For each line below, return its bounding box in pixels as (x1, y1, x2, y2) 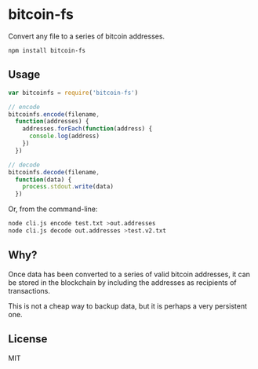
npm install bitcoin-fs (8, 46, 86, 54)
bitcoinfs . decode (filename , (8, 168, 100, 176)
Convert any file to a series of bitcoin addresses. (8, 31, 165, 41)
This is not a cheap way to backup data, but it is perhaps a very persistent (8, 301, 248, 311)
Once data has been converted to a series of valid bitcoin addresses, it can (8, 269, 251, 279)
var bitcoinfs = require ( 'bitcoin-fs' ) (8, 89, 139, 97)
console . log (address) (28, 132, 100, 141)
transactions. (8, 286, 51, 295)
